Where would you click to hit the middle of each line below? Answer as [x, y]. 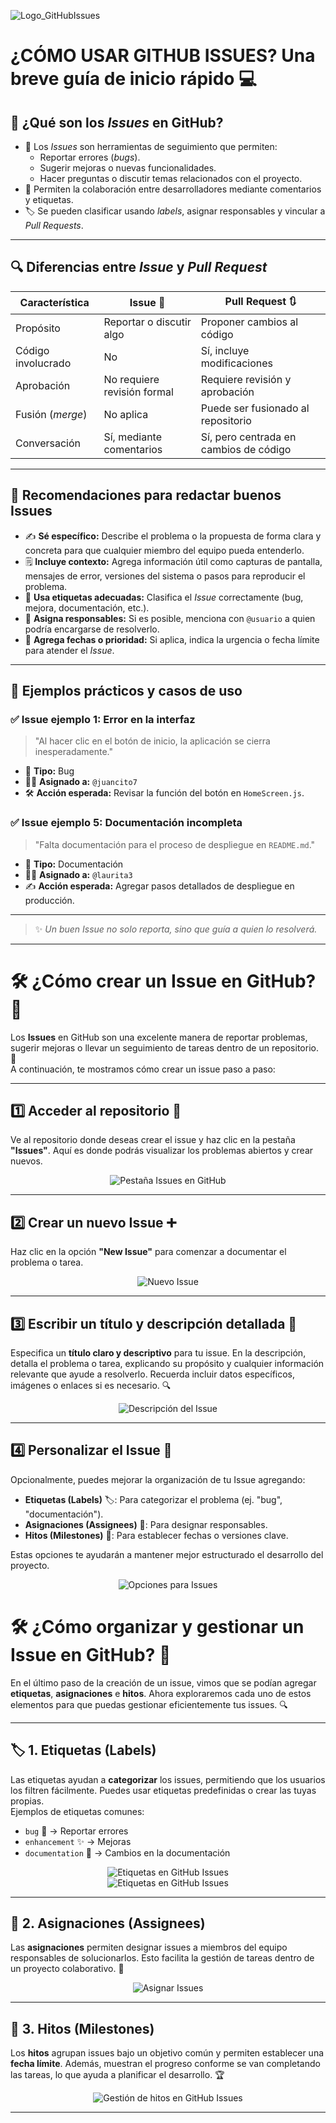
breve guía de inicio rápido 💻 [133, 79]
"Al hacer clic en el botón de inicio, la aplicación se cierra [152, 741]
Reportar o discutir [147, 322]
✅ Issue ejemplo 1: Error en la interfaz [103, 719]
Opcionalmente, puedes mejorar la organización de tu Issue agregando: [158, 1479]
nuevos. [26, 1161]
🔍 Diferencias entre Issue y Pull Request [139, 267]
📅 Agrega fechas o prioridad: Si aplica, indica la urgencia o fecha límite [172, 639]
